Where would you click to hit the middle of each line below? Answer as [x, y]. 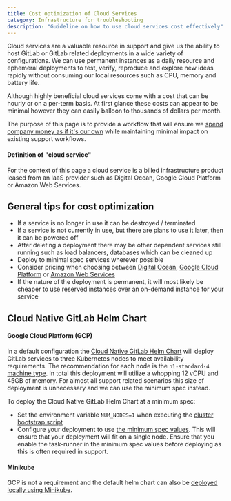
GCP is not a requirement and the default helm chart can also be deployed [112, 483]
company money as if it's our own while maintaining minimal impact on [108, 131]
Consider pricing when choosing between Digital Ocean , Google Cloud [118, 267]
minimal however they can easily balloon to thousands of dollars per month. [114, 111]
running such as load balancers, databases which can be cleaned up [115, 252]
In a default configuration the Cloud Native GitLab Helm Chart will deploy [110, 351]
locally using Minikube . [40, 490]
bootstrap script [40, 422]
